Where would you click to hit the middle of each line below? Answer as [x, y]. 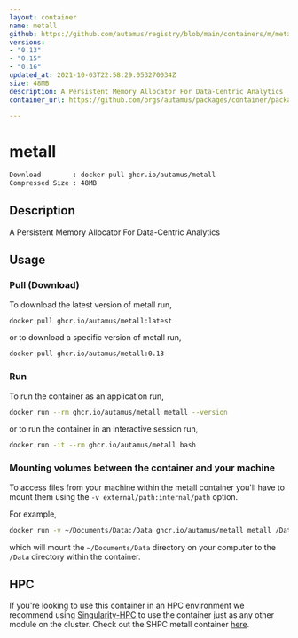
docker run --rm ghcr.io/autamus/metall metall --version [118, 412]
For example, [33, 514]
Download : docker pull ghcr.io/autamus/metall [113, 175]
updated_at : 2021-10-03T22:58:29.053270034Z [93, 75]
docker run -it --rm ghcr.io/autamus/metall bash [103, 445]
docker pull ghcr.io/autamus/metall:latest [91, 321]
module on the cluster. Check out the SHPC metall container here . [129, 625]
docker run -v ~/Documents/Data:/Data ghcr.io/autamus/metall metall [141, 530]
